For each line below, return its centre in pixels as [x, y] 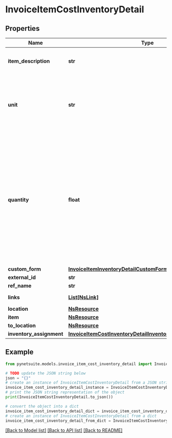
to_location [22, 326]
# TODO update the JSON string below [46, 373]
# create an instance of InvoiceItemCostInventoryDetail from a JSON [81, 383]
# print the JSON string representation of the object [65, 392]
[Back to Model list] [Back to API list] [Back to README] [64, 430]
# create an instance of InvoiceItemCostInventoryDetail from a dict [81, 416]
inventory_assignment [36, 334]
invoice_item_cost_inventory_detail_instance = [57, 388]
